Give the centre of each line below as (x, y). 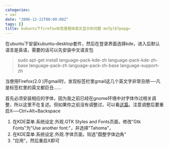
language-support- (140, 66)
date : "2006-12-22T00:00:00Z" (37, 19)
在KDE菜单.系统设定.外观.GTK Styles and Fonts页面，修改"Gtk (76, 122)
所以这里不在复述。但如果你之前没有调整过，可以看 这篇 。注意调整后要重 (89, 105)
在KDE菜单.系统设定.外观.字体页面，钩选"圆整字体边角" (69, 134)
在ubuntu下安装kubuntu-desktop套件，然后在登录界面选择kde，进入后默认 (82, 44)
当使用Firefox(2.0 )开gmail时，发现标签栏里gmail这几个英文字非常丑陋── (81, 81)
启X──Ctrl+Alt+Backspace (33, 111)
